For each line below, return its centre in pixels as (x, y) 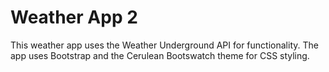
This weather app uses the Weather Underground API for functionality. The (164, 45)
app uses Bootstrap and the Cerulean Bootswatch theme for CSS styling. (160, 55)
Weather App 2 (74, 17)
